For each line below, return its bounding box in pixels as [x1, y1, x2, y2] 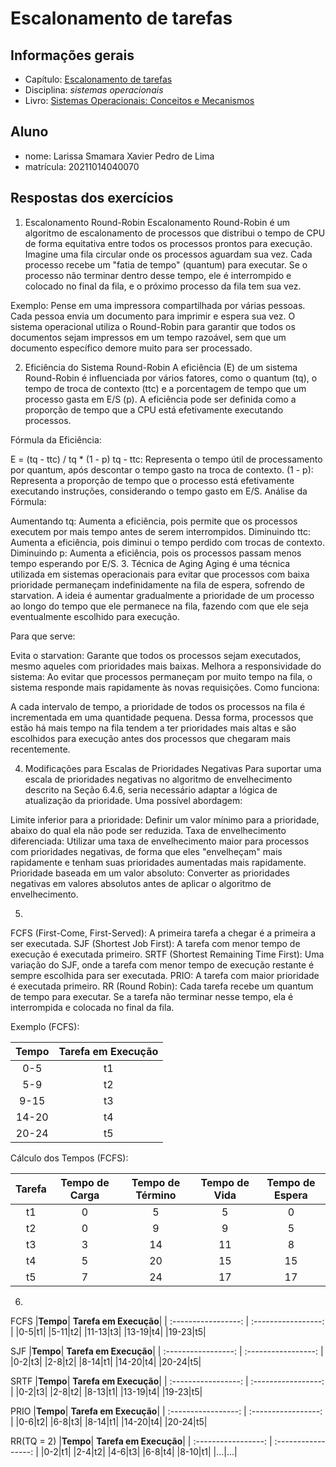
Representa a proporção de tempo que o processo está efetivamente [10, 474, 295, 486]
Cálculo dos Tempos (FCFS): [10, 1152, 129, 1164]
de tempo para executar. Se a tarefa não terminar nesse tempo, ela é [10, 990, 294, 1002]
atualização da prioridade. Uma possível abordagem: [24, 794, 243, 806]
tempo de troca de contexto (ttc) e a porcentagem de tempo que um [24, 382, 307, 394]
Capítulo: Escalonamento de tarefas [24, 73, 173, 85]
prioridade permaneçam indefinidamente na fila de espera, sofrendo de [10, 578, 305, 591]
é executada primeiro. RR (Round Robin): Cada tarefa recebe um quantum [10, 980, 314, 992]
